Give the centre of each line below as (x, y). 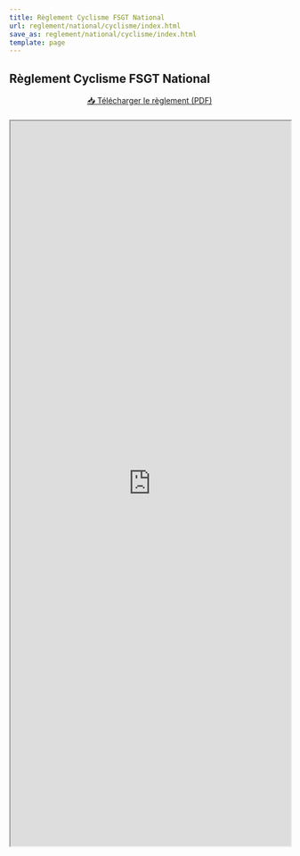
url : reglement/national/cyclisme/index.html (95, 26)
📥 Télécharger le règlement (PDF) (150, 101)
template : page (37, 42)
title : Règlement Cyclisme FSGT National (87, 17)
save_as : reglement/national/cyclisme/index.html (103, 34)
